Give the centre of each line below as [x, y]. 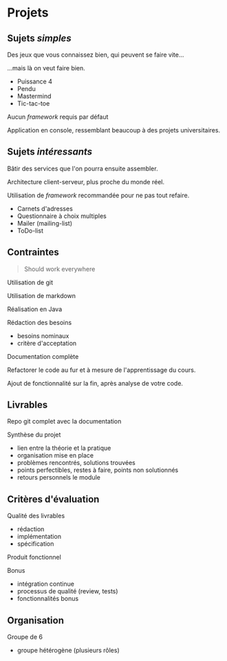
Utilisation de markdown [42, 295]
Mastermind [34, 96]
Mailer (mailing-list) [45, 223]
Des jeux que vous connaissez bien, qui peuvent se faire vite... [96, 55]
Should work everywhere [60, 269]
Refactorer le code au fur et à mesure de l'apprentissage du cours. [101, 370]
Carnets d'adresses [45, 208]
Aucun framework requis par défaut [58, 117]
